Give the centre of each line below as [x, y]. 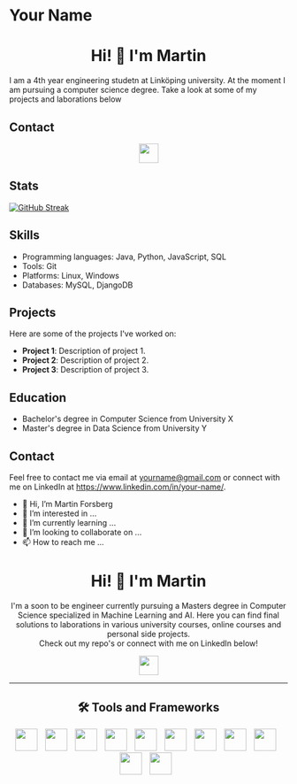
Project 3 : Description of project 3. [85, 370]
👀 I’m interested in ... [59, 513]
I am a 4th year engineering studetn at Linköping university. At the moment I [147, 81]
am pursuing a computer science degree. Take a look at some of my [133, 90]
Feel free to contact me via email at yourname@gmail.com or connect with [145, 477]
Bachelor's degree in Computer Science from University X [128, 419]
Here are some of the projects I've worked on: [93, 334]
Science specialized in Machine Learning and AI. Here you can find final [148, 615]
